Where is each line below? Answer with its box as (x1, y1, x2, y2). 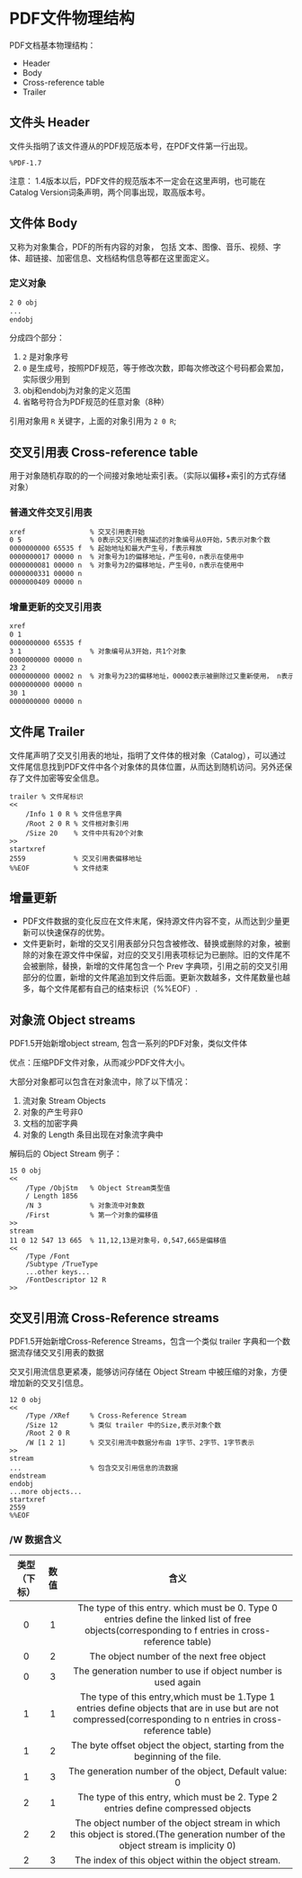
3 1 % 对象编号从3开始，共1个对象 (9, 646, 187, 656)
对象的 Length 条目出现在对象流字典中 (22, 1129, 164, 1140)
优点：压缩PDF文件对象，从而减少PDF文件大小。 (9, 1057, 191, 1068)
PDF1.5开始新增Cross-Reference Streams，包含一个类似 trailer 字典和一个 (9, 1336, 283, 1347)
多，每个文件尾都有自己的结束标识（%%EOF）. (22, 983, 198, 994)
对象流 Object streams (9, 1012, 136, 1027)
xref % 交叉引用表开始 (9, 527, 146, 536)
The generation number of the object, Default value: (68, 1765, 288, 1778)
